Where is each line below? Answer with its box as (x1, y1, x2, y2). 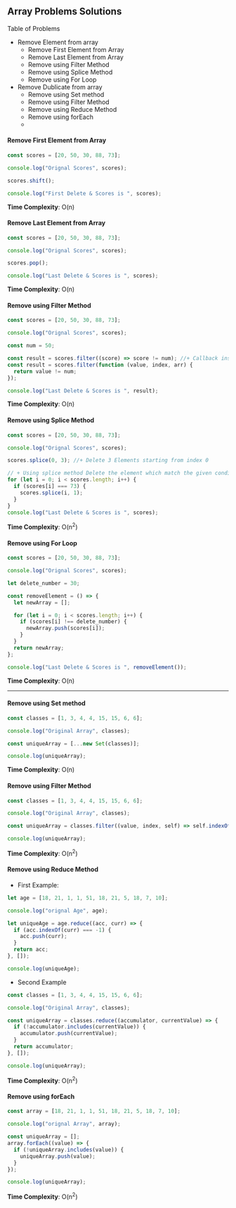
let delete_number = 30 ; (7, 579, 80, 586)
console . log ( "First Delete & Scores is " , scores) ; (7, 190, 162, 197)
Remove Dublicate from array (17, 82, 103, 91)
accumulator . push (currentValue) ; (20, 1030, 118, 1037)
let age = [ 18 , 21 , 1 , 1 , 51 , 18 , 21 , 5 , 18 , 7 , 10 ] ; (7, 894, 169, 901)
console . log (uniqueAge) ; (7, 965, 80, 972)
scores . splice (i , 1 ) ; (20, 489, 83, 496)
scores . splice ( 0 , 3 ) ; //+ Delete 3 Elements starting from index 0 (7, 457, 209, 464)
